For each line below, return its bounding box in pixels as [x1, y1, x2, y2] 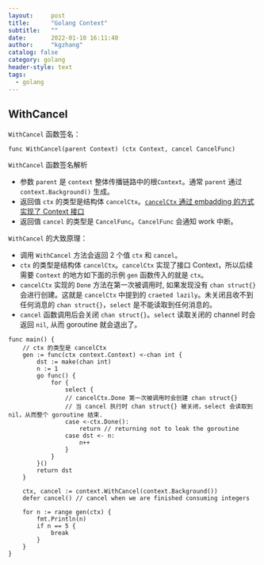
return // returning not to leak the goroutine [78, 425, 239, 433]
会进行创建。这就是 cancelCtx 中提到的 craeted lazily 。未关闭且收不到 [19, 290, 254, 300]
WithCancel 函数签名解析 [8, 160, 88, 170]
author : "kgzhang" [8, 41, 83, 49]
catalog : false [8, 48, 59, 56]
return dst [36, 467, 73, 475]
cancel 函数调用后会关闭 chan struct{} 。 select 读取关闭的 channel [19, 310, 240, 320]
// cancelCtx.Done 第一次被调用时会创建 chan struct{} [64, 394, 238, 402]
